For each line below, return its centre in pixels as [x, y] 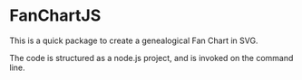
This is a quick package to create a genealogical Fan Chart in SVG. [134, 40]
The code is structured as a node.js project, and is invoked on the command [151, 58]
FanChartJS [55, 16]
